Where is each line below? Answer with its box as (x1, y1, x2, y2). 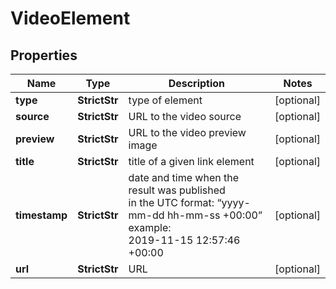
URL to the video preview (128, 126, 247, 139)
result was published (128, 183, 226, 197)
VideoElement (10, 7, 131, 30)
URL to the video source (128, 110, 242, 123)
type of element (128, 93, 203, 107)
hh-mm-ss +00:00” (166, 208, 263, 222)
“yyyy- (216, 196, 251, 209)
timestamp (15, 208, 68, 222)
